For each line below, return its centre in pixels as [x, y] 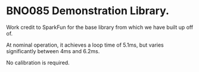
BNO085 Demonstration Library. [88, 11]
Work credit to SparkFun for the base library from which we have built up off [100, 27]
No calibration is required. [38, 63]
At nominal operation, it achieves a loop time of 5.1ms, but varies [85, 45]
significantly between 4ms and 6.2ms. [53, 51]
